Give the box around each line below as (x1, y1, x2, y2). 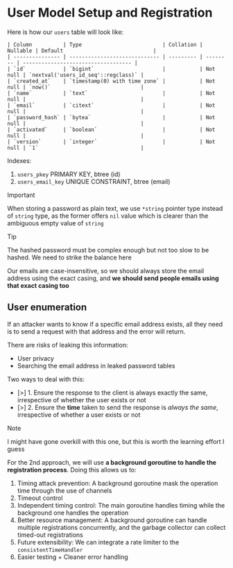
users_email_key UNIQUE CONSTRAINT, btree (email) (17, 177, 171, 185)
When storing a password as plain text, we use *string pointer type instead (7, 204, 223, 212)
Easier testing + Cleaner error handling (17, 553, 128, 561)
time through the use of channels (17, 486, 112, 494)
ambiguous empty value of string (7, 218, 104, 227)
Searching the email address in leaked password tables (17, 361, 175, 370)
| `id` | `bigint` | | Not (7, 65, 216, 72)
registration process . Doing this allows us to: (7, 465, 137, 474)
